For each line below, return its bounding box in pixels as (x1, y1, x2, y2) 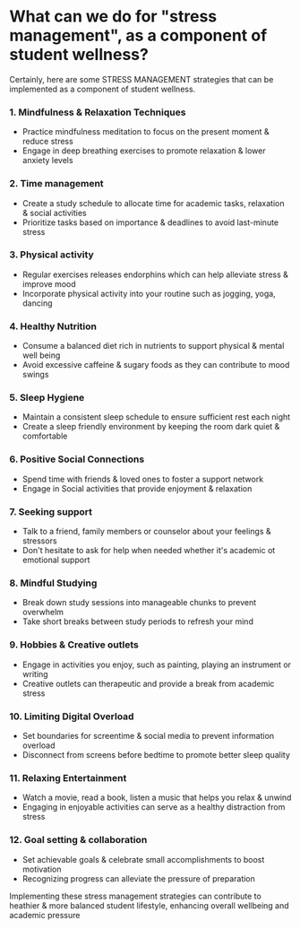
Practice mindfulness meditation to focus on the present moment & (21, 126, 270, 137)
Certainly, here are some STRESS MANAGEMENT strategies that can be (9, 74, 274, 84)
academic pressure (9, 909, 81, 920)
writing (21, 668, 48, 679)
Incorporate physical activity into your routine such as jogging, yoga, (21, 288, 276, 299)
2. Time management (9, 178, 105, 190)
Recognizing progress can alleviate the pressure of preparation (21, 873, 255, 884)
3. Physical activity (9, 248, 94, 261)
